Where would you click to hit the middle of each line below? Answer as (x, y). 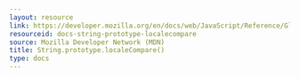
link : (19, 26)
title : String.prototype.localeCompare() (87, 50)
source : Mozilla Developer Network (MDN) (87, 42)
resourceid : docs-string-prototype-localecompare (103, 34)
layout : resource (41, 17)
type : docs (29, 58)
